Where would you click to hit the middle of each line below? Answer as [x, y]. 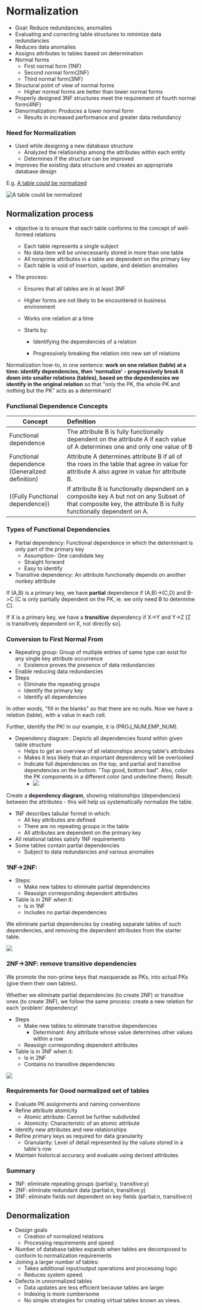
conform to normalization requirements [63, 1255]
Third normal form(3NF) [54, 79]
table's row [38, 1149]
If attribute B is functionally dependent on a [128, 489]
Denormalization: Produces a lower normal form [74, 111]
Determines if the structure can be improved [79, 159]
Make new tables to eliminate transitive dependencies [90, 1026]
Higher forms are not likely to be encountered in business [95, 300]
